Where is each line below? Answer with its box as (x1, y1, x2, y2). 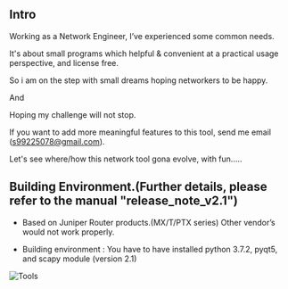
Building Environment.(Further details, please (9, 179, 267, 194)
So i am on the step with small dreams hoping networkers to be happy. (9, 75, 268, 86)
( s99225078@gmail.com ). (9, 136, 105, 146)
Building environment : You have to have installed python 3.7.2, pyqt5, (21, 244, 278, 254)
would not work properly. (21, 227, 115, 237)
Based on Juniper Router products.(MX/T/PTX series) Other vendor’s (21, 217, 276, 227)
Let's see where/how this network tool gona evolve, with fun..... (9, 153, 243, 164)
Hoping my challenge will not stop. (9, 109, 136, 120)
